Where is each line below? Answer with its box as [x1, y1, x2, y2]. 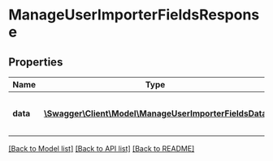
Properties [8, 55, 63, 69]
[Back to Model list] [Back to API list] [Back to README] [8, 144, 195, 153]
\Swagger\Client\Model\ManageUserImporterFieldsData [43, 108, 267, 119]
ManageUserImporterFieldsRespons [8, 6, 260, 24]
